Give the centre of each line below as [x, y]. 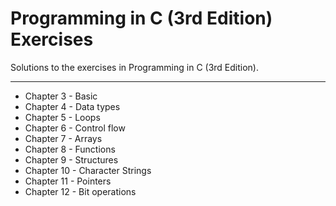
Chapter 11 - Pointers [68, 181]
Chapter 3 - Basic [61, 96]
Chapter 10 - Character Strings [88, 170]
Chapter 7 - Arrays [63, 138]
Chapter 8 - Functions [70, 149]
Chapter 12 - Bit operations [80, 191]
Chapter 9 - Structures [71, 159]
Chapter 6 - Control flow [75, 128]
